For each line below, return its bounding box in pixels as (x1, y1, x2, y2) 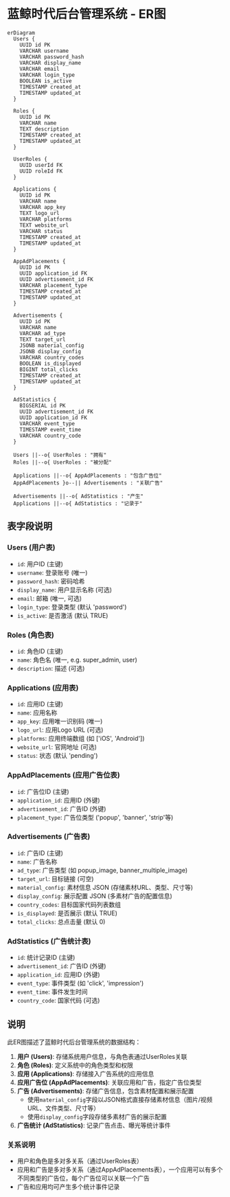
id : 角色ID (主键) (16, 647, 64, 655)
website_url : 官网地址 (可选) (16, 743, 97, 751)
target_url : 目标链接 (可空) (16, 874, 94, 883)
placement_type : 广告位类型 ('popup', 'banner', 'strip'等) (16, 813, 174, 821)
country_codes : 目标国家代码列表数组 (16, 900, 122, 908)
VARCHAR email (19, 65, 60, 72)
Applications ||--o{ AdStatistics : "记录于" (13, 500, 143, 507)
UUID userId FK (19, 161, 63, 168)
